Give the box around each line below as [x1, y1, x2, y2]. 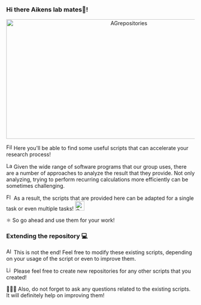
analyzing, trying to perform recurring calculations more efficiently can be [6, 176, 188, 183]
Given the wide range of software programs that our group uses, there [13, 163, 187, 170]
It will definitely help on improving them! [6, 291, 105, 298]
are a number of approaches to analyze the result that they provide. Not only [6, 170, 195, 177]
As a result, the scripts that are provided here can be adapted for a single [13, 194, 194, 202]
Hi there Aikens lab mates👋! [6, 5, 89, 14]
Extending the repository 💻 [6, 232, 88, 240]
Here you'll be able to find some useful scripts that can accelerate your [13, 145, 189, 152]
